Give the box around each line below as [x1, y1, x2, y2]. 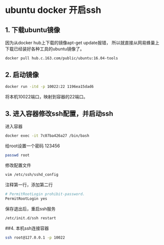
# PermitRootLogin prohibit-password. [5, 192, 85, 197]
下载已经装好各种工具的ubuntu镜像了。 [5, 46, 85, 52]
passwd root [5, 153, 30, 158]
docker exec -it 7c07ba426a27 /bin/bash [5, 133, 90, 138]
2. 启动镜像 [5, 71, 39, 79]
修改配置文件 [5, 163, 31, 168]
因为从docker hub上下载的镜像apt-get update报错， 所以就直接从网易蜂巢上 [5, 40, 160, 45]
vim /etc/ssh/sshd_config [5, 172, 58, 177]
